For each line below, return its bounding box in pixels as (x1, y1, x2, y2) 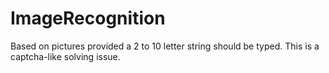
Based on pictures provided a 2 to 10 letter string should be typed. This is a (10, 40, 320, 52)
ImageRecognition (10, 7, 166, 30)
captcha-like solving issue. (10, 50, 121, 62)
